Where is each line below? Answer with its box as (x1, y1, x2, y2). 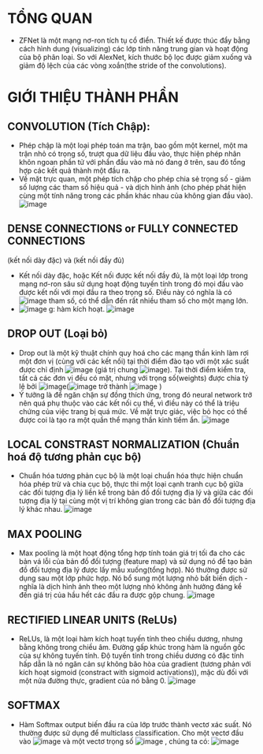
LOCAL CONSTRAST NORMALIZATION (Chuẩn (7, 438, 239, 451)
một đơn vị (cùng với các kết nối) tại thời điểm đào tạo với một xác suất (18, 356, 250, 366)
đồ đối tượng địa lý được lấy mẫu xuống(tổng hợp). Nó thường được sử (18, 565, 247, 575)
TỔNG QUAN (7, 9, 93, 28)
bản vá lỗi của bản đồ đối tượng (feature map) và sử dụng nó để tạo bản (18, 557, 253, 566)
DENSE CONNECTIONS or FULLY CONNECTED (7, 222, 239, 236)
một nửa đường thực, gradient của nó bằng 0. (18, 676, 167, 685)
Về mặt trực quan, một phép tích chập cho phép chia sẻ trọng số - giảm (18, 174, 251, 183)
